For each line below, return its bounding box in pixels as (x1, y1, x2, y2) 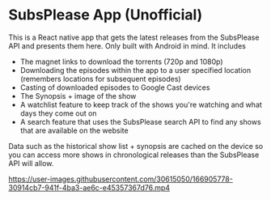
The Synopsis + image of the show (19, 91, 137, 100)
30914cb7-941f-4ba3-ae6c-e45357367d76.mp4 (8, 182, 171, 192)
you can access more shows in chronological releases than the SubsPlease (8, 150, 260, 160)
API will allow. (8, 158, 54, 168)
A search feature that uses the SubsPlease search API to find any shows (19, 117, 261, 126)
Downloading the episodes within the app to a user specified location (19, 65, 252, 74)
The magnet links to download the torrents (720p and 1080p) (19, 57, 224, 66)
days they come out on (19, 108, 97, 118)
